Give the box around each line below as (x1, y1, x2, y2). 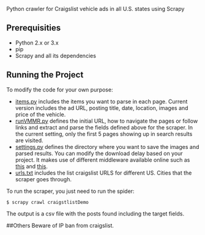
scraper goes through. (15, 175, 72, 183)
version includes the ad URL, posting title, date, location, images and (15, 104, 188, 112)
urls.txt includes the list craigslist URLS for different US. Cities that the (15, 169, 192, 176)
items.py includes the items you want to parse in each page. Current (15, 98, 188, 105)
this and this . (15, 162, 48, 170)
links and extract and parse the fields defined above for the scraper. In (15, 123, 193, 131)
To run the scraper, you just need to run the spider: (6, 187, 135, 195)
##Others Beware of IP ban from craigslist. (6, 222, 114, 229)
